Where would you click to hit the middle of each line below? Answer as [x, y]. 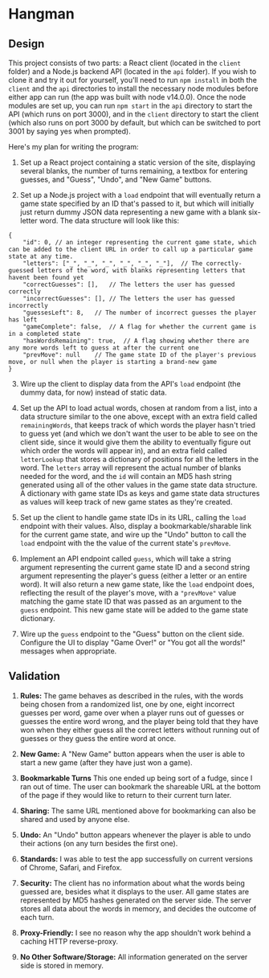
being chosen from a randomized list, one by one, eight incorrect [127, 704]
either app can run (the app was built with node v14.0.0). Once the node [127, 97]
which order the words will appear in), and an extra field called [123, 450]
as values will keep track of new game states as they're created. [126, 502]
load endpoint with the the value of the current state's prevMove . [125, 543]
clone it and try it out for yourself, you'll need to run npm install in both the [132, 80]
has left [23, 320]
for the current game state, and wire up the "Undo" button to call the [133, 534]
